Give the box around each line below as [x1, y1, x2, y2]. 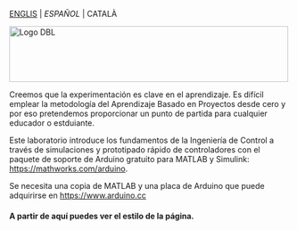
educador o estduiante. [9, 118, 95, 128]
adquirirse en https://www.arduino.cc [9, 190, 147, 201]
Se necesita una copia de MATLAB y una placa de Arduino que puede [9, 181, 265, 191]
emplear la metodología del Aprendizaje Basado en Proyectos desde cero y [9, 99, 286, 109]
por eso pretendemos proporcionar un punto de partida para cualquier [9, 108, 268, 119]
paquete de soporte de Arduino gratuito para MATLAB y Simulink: [9, 154, 250, 164]
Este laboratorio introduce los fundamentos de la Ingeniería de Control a [9, 135, 275, 145]
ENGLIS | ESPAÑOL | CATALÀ [9, 9, 118, 19]
